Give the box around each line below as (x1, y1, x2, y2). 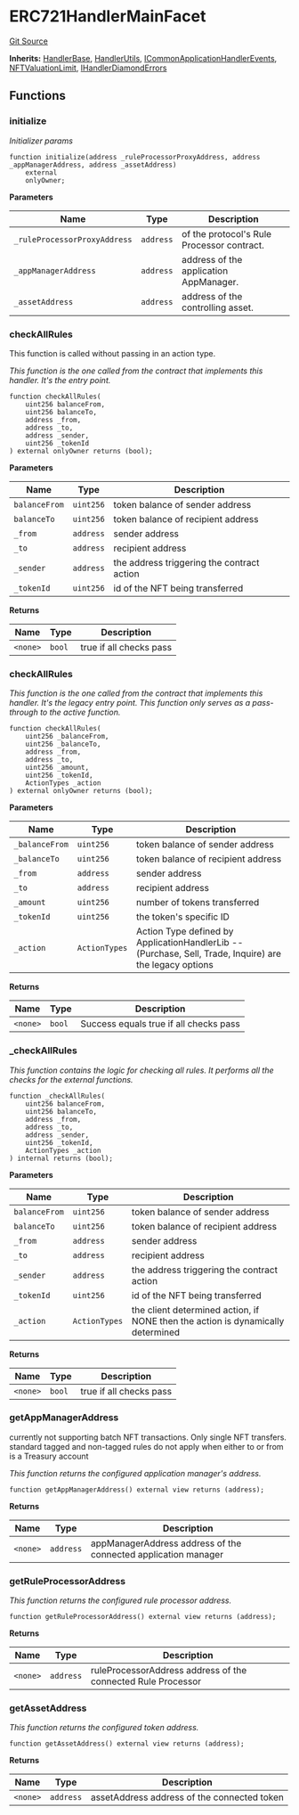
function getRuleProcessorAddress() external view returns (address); (9, 1613, 277, 1622)
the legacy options (136, 959, 214, 971)
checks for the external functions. (9, 1074, 133, 1084)
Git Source (9, 36, 49, 46)
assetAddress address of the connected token (90, 1791, 285, 1803)
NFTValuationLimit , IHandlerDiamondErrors (9, 62, 167, 73)
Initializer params (9, 135, 74, 146)
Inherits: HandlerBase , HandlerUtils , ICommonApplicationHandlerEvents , (9, 53, 278, 63)
